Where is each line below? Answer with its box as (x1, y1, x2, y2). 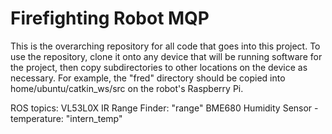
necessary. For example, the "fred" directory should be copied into (10, 72, 286, 84)
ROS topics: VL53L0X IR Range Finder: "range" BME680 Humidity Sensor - (10, 102, 319, 114)
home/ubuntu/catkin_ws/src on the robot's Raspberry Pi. (10, 82, 244, 94)
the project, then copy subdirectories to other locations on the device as (10, 61, 308, 73)
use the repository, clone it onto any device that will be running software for (10, 50, 323, 62)
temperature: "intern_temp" (10, 112, 123, 124)
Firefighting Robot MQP (10, 7, 210, 30)
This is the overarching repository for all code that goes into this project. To (10, 40, 321, 52)
